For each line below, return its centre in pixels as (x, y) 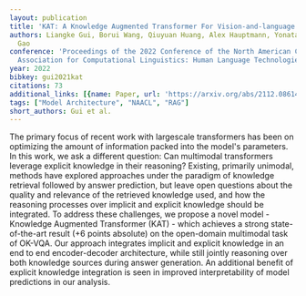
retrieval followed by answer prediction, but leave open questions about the (151, 185)
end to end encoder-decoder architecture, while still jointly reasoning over (149, 253)
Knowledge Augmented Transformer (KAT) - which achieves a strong (139, 224)
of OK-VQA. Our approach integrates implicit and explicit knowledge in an (147, 243)
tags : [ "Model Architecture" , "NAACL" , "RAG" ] (99, 102)
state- (282, 224)
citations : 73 (36, 86)
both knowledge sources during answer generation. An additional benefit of (152, 263)
